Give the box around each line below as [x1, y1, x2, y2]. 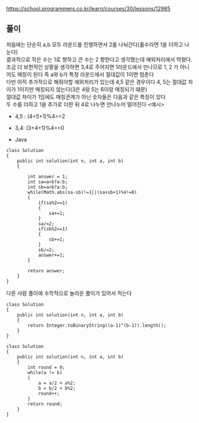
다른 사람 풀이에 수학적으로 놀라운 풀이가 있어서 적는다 [6, 290, 132, 297]
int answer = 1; [27, 174, 68, 179]
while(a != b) [27, 369, 63, 376]
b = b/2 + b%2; [38, 385, 76, 391]
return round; [27, 401, 63, 407]
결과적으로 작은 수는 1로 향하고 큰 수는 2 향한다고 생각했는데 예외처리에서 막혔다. [6, 56, 192, 63]
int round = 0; [27, 364, 66, 370]
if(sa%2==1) [38, 200, 68, 206]
